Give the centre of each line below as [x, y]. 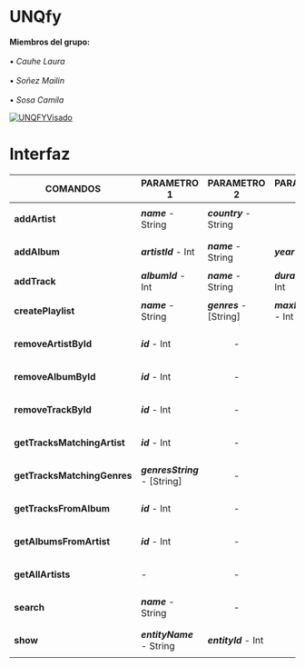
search [30, 607]
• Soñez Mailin [37, 80]
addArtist [35, 218]
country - [229, 213]
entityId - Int [236, 640]
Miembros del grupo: [50, 42]
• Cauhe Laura [37, 61]
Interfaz [40, 154]
